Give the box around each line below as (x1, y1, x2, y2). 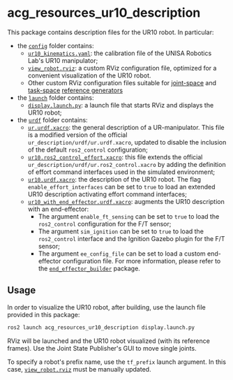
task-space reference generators (27, 86, 123, 94)
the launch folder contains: (17, 93, 94, 102)
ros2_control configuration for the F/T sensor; (38, 219, 172, 228)
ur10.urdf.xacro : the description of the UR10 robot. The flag (27, 175, 201, 183)
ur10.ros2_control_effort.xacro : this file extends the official (27, 152, 203, 161)
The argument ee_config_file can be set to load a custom (38, 249, 206, 258)
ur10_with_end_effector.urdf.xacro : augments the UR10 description (27, 197, 225, 205)
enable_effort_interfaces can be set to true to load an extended (27, 182, 216, 191)
